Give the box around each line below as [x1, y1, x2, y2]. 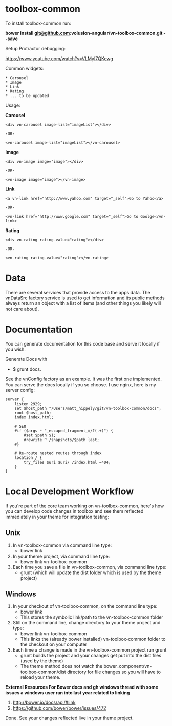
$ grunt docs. [12, 366, 42, 372]
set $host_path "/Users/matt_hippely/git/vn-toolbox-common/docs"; [14, 406, 161, 411]
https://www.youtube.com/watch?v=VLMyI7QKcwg [5, 55, 114, 62]
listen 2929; [14, 401, 42, 406]
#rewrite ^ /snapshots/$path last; [24, 437, 100, 442]
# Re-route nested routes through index [14, 450, 102, 456]
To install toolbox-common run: [5, 20, 71, 26]
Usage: [5, 102, 20, 108]
